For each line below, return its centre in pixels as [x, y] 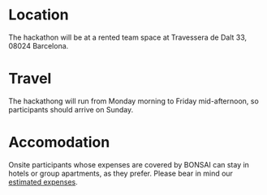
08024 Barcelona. [39, 45]
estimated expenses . [43, 182]
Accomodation [59, 142]
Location [39, 15]
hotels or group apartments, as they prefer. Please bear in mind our [121, 173]
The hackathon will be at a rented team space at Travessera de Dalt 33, [128, 37]
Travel [30, 79]
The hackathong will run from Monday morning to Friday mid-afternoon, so [134, 101]
